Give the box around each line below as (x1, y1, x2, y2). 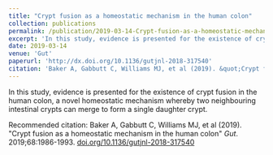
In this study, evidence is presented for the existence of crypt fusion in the (8, 87, 258, 97)
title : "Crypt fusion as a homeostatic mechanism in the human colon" (8, 11, 253, 20)
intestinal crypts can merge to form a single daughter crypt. (8, 104, 208, 114)
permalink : (8, 27, 45, 35)
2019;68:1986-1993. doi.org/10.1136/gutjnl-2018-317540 (8, 137, 195, 147)
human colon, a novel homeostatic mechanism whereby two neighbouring (8, 95, 256, 105)
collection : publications (8, 19, 96, 28)
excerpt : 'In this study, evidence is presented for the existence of (8, 34, 253, 43)
